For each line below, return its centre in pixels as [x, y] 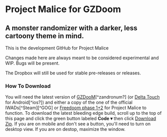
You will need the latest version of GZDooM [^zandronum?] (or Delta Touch [82, 97]
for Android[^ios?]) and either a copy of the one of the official [69, 103]
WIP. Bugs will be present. [32, 63]
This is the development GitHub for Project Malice [57, 48]
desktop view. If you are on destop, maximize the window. [65, 129]
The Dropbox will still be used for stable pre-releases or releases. [73, 73]
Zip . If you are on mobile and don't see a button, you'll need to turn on [78, 124]
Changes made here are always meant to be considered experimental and [82, 58]
